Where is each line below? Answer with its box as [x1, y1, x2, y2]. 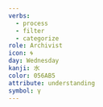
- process [15, 19, 48, 27]
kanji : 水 [8, 64, 40, 72]
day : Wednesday [8, 57, 60, 65]
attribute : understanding [8, 79, 95, 87]
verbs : [8, 11, 31, 20]
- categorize [15, 34, 60, 43]
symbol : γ [8, 86, 42, 95]
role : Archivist [8, 42, 63, 50]
